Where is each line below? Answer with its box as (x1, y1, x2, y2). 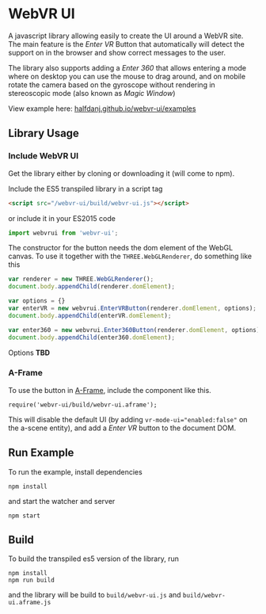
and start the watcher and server (8, 496, 116, 505)
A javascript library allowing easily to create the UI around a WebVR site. (8, 31, 244, 40)
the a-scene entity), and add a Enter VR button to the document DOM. (8, 423, 236, 433)
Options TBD (8, 348, 50, 357)
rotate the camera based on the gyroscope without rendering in (8, 80, 215, 90)
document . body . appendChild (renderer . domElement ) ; (8, 283, 176, 291)
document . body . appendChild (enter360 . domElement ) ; (8, 334, 176, 341)
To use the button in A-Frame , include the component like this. (8, 385, 211, 395)
